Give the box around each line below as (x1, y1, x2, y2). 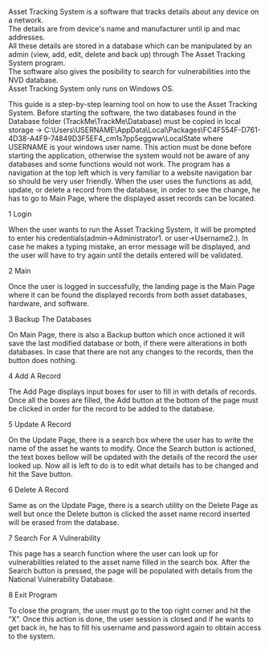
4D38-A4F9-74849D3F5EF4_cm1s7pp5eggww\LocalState (8, 134, 201, 143)
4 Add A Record (8, 371, 62, 381)
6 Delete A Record (8, 485, 69, 494)
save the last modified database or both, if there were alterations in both (8, 338, 247, 348)
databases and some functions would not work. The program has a (8, 159, 230, 168)
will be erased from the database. (8, 518, 120, 527)
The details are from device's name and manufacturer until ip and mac (8, 24, 241, 33)
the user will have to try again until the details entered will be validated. (8, 250, 243, 260)
